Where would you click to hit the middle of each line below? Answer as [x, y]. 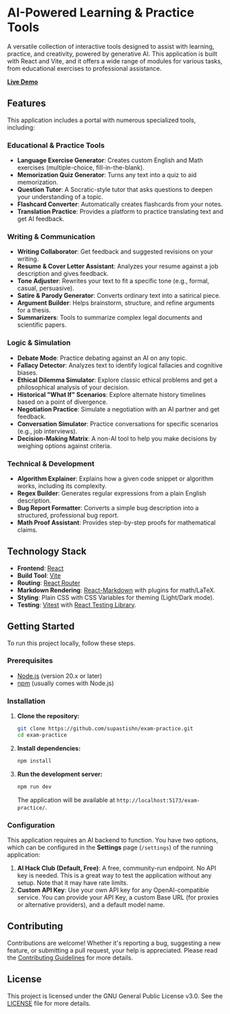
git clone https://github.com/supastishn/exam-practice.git [105, 729]
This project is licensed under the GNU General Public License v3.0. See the [115, 996]
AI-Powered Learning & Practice [101, 13]
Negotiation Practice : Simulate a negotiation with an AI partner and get [118, 409]
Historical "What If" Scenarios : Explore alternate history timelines [112, 394]
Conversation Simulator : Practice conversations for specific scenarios [118, 424]
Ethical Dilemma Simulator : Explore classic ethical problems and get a [117, 380]
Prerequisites [30, 661]
